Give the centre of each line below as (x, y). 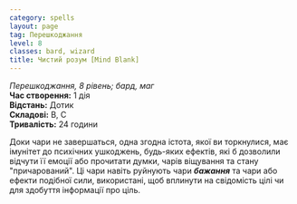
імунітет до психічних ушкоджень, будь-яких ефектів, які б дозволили (145, 151)
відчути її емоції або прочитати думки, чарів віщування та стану (134, 161)
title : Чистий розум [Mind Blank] (75, 60)
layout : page (34, 26)
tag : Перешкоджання (46, 34)
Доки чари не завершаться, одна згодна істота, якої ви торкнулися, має (149, 142)
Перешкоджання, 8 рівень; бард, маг (82, 86)
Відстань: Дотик (42, 105)
